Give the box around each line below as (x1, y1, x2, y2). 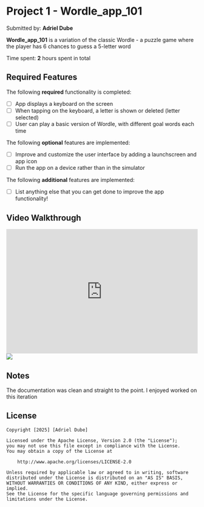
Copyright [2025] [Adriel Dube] (6, 427, 88, 433)
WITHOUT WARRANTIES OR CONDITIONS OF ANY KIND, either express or (6, 480, 178, 486)
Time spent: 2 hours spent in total (6, 54, 91, 61)
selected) (15, 114, 39, 121)
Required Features (6, 72, 78, 83)
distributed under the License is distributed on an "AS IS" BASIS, (6, 475, 183, 481)
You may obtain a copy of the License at (6, 448, 113, 454)
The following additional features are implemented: (6, 177, 135, 184)
